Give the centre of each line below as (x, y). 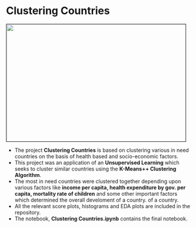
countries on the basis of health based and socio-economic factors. (96, 156)
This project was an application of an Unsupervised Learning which (97, 162)
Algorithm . (28, 175)
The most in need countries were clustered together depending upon (98, 181)
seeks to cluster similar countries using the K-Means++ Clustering (95, 169)
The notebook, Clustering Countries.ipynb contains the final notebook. (101, 219)
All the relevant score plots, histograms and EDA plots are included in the (102, 206)
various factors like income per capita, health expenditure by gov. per (100, 187)
